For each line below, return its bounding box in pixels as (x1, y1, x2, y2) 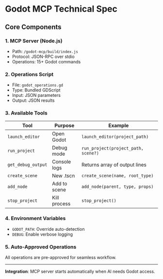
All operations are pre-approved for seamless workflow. (5, 255, 116, 260)
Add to (51, 180, 67, 187)
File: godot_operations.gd (12, 82, 64, 88)
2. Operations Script (5, 71, 54, 77)
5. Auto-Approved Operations (5, 243, 77, 250)
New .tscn (51, 172, 75, 179)
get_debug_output (7, 162, 48, 167)
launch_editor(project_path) (81, 134, 149, 140)
